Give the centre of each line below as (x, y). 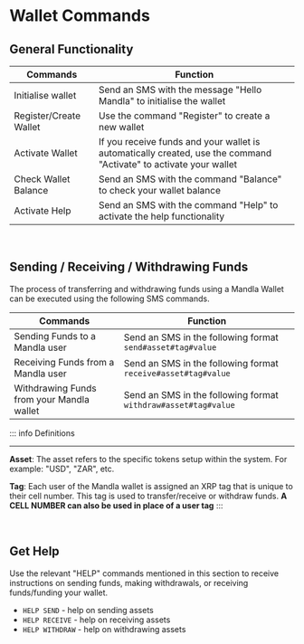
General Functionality (71, 49)
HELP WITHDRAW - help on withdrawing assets (104, 629)
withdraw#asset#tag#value (179, 405)
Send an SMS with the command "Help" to (188, 205)
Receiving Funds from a (64, 362)
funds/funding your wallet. (59, 592)
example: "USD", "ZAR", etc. (62, 469)
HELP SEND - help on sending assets (88, 610)
